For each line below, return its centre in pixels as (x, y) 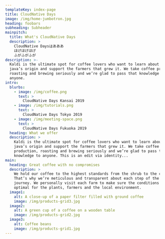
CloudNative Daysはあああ (39, 46)
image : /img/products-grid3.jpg (47, 201)
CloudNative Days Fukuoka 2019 (55, 128)
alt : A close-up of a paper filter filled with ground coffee (79, 197)
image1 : (17, 192)
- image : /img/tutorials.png (44, 106)
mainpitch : (16, 32)
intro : (12, 82)
